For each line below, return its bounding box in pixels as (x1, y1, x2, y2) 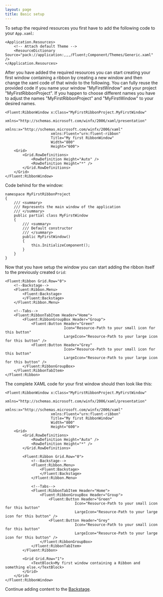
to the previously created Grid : (5, 269, 67, 275)
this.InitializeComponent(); (31, 243, 91, 248)
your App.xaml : (5, 30, 34, 36)
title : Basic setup (5, 12, 45, 17)
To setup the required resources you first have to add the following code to (5, 25, 155, 31)
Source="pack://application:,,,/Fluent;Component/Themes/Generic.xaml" (5, 52, 153, 57)
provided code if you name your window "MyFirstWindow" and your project (5, 85, 157, 90)
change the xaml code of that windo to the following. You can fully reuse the (5, 80, 158, 86)
